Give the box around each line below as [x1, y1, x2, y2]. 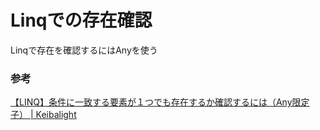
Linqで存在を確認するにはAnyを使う [10, 44, 158, 56]
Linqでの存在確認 [10, 9, 153, 32]
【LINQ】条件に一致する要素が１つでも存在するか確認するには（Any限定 [10, 96, 310, 108]
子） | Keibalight [10, 109, 77, 121]
